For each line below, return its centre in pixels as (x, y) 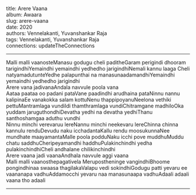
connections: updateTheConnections (50, 46)
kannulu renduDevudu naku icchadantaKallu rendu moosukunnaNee (88, 130)
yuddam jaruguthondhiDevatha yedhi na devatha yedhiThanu (79, 112)
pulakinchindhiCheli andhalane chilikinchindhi (61, 149)
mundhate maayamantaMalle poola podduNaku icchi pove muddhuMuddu (95, 137)
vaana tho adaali (26, 180)
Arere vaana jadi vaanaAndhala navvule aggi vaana (67, 155)
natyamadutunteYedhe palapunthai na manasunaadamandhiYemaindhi (90, 75)
